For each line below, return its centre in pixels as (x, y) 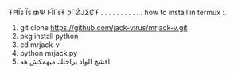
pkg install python (49, 36)
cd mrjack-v (39, 45)
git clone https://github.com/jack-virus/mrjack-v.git (103, 27)
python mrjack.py (49, 53)
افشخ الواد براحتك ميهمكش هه (65, 61)
